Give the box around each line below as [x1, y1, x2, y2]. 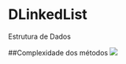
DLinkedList [8, 6, 88, 24]
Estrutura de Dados [8, 32, 71, 41]
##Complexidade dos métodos [8, 47, 109, 57]
